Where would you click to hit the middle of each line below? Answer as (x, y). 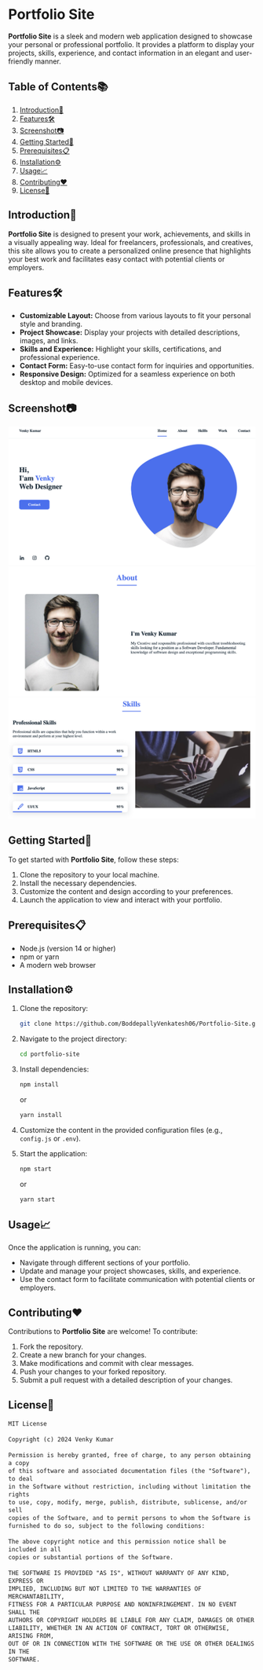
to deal (21, 1479)
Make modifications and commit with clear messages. (107, 1364)
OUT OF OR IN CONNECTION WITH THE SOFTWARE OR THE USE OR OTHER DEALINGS (131, 1644)
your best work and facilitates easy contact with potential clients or (117, 259)
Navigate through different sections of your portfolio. (105, 1263)
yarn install (41, 1115)
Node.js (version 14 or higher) (68, 948)
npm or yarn (39, 957)
